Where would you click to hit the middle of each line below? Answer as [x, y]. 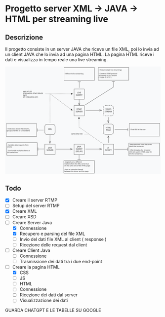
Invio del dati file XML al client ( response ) [63, 239]
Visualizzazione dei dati [44, 300]
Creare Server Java [32, 222]
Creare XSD [24, 217]
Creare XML [24, 211]
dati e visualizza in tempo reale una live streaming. [56, 59]
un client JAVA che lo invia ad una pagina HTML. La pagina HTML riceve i [80, 54]
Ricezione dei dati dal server [49, 295]
